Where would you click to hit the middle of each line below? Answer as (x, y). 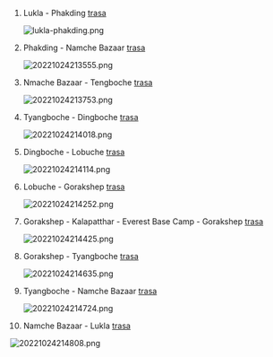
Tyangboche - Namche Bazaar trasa (90, 291)
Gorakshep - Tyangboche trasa (81, 256)
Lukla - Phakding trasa (64, 13)
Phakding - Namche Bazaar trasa (84, 48)
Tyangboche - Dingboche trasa (81, 117)
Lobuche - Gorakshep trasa (74, 187)
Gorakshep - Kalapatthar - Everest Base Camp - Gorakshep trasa (143, 222)
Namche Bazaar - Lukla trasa (77, 326)
